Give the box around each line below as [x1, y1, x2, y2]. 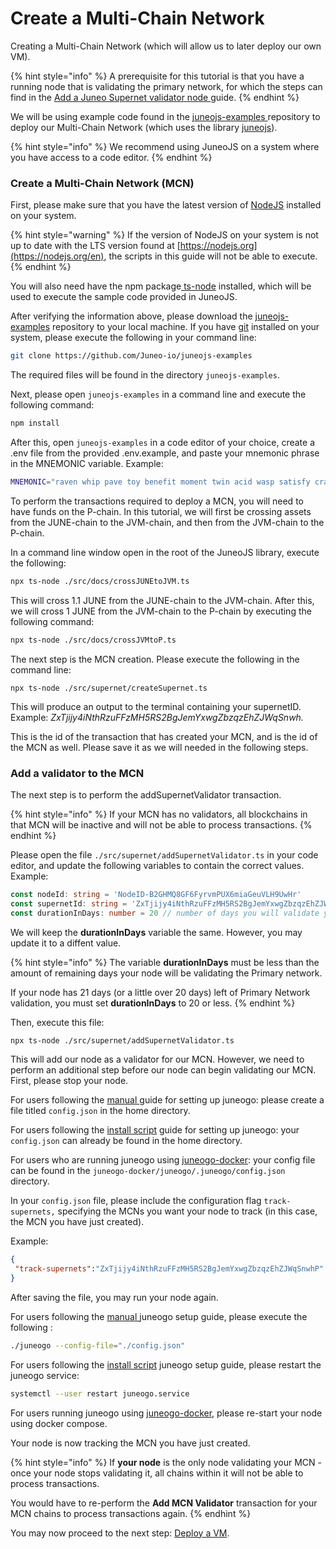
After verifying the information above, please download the [10, 310, 253, 322]
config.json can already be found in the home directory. [10, 1135, 243, 1147]
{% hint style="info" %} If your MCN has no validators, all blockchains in [10, 808, 308, 820]
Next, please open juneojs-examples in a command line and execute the [10, 388, 307, 401]
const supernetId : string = [10, 898, 128, 909]
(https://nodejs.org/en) [10, 250, 105, 262]
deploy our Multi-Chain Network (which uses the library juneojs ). [10, 121, 278, 133]
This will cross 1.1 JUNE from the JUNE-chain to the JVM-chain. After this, [10, 594, 315, 606]
